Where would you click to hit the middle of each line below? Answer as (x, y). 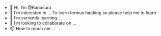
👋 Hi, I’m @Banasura (30, 8)
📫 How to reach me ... (32, 28)
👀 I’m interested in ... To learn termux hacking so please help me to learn (83, 13)
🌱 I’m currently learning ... (36, 18)
